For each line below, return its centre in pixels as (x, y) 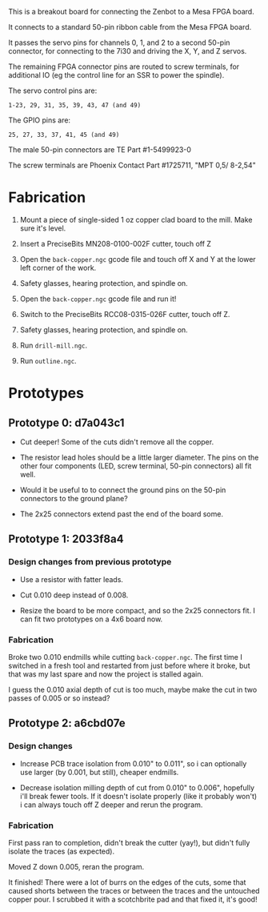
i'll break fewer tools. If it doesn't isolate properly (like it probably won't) (138, 796)
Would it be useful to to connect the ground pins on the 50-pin (123, 490)
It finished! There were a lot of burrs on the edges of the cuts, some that (127, 882)
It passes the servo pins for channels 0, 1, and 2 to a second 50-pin (119, 42)
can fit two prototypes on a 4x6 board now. (91, 619)
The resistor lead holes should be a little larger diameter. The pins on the (139, 457)
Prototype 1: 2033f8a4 (66, 539)
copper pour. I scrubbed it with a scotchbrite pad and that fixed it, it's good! (133, 899)
